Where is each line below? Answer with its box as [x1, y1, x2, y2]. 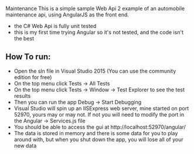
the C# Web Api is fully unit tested [13, 23, 97, 29]
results [13, 92, 31, 99]
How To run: [5, 52, 51, 62]
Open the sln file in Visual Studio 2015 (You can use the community [13, 67, 176, 74]
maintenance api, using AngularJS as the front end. [5, 11, 130, 18]
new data [13, 142, 37, 149]
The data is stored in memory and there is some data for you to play [13, 129, 178, 136]
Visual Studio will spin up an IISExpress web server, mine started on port [13, 105, 189, 112]
